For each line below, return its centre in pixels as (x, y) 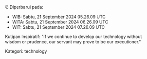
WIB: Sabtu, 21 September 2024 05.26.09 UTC (59, 17)
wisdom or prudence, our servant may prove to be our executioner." (73, 42)
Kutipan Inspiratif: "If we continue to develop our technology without (73, 37)
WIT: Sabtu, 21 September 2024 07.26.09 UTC (58, 27)
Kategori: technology (26, 51)
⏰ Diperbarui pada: (24, 7)
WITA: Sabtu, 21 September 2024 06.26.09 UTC (60, 22)
